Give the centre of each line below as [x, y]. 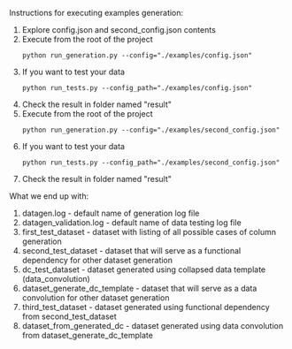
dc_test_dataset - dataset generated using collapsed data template [144, 269]
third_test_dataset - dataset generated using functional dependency [146, 307]
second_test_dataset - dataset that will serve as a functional [131, 250]
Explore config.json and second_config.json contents [119, 30]
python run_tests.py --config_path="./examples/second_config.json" [151, 163]
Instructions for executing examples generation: [96, 13]
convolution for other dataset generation [96, 298]
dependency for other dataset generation [97, 260]
